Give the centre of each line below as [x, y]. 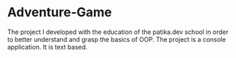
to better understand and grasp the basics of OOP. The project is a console [117, 39]
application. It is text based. [48, 47]
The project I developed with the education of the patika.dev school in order [118, 32]
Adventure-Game [60, 12]
